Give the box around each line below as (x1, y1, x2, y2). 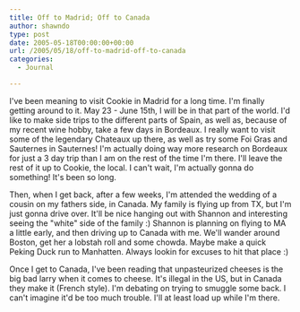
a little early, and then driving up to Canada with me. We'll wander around (9, 227, 280, 238)
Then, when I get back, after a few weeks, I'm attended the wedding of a (9, 189, 278, 200)
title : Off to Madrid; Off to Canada (9, 13, 150, 22)
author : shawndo (9, 22, 70, 30)
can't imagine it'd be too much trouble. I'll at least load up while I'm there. (9, 292, 280, 303)
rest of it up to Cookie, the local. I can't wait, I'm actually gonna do (9, 162, 254, 173)
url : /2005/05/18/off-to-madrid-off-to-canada (9, 47, 186, 56)
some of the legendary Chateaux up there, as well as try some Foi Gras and (9, 134, 288, 144)
